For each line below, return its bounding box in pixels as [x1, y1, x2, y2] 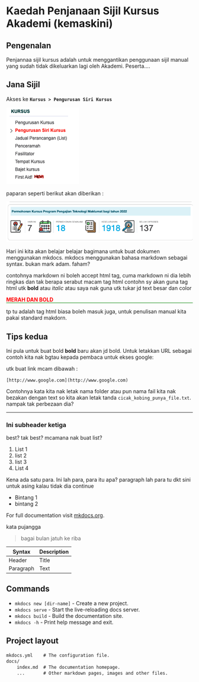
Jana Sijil [6, 80, 40, 90]
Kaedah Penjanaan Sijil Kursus [6, 4, 160, 18]
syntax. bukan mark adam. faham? [6, 260, 91, 268]
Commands [6, 584, 50, 594]
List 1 [14, 446, 28, 453]
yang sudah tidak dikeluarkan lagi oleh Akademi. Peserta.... [6, 62, 150, 70]
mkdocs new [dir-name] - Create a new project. [14, 599, 129, 607]
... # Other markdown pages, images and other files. [17, 670, 168, 676]
